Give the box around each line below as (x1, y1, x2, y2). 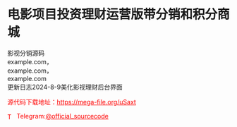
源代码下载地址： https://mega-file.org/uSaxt (7, 97, 136, 106)
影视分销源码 (7, 49, 44, 57)
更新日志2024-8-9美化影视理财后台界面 (7, 83, 123, 91)
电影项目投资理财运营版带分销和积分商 (7, 6, 231, 23)
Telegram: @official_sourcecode (16, 111, 109, 120)
